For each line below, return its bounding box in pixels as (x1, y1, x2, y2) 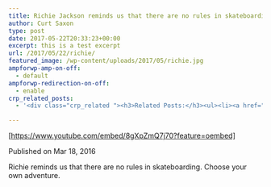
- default (15, 72, 48, 80)
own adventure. (8, 171, 60, 181)
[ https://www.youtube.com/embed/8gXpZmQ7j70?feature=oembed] (8, 131, 236, 141)
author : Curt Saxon (8, 19, 74, 27)
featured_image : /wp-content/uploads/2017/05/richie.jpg (8, 57, 204, 65)
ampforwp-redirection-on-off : (8, 79, 110, 87)
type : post (8, 27, 45, 35)
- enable (15, 86, 45, 95)
